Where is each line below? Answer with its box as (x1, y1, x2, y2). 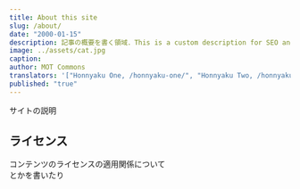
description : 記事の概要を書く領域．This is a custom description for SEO (9, 37, 279, 47)
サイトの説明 (9, 104, 56, 116)
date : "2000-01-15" (9, 29, 82, 38)
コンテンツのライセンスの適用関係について (9, 159, 166, 169)
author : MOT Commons (9, 63, 87, 72)
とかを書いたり (9, 170, 64, 181)
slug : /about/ (9, 21, 62, 30)
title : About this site (9, 12, 98, 22)
